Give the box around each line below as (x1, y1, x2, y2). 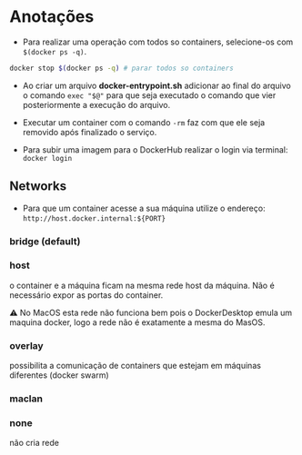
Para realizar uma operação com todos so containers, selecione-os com (22, 36, 294, 47)
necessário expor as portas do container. (9, 289, 164, 301)
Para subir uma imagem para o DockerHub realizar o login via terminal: (22, 143, 288, 155)
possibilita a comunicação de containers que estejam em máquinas (9, 361, 262, 371)
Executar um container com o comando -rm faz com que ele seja (22, 116, 266, 128)
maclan (9, 392, 44, 405)
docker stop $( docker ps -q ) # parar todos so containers (9, 64, 234, 73)
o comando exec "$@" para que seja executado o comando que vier (22, 89, 277, 101)
